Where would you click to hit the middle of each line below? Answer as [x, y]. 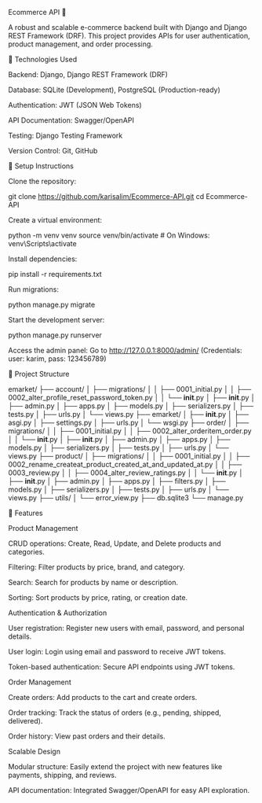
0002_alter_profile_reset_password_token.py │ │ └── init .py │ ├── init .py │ [132, 398]
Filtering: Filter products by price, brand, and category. [97, 567]
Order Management [40, 682]
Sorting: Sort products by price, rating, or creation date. [98, 597]
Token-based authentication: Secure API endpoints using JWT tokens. [122, 667]
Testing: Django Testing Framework [65, 135]
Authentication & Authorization [58, 613]
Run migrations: [33, 289]
